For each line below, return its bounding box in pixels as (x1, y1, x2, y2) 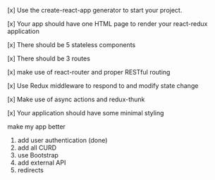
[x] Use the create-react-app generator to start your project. (7, 6, 183, 14)
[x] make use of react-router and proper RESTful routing (7, 68, 171, 76)
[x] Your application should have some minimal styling (7, 109, 164, 117)
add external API (17, 158, 66, 167)
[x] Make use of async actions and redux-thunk (7, 95, 145, 103)
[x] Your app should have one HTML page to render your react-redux (7, 20, 208, 27)
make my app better (7, 122, 66, 131)
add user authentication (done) (17, 136, 108, 144)
